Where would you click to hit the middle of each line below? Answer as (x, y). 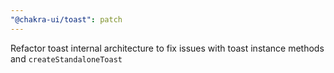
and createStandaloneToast (66, 58)
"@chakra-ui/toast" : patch (66, 19)
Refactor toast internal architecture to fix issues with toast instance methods (167, 48)
